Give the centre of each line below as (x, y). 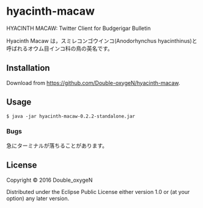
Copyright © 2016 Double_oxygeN (50, 180)
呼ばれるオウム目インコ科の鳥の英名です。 (60, 48)
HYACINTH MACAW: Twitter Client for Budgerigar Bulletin (79, 28)
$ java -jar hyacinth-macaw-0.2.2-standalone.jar (71, 116)
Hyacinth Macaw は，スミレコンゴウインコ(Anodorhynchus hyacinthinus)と (102, 40)
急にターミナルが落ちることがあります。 (57, 146)
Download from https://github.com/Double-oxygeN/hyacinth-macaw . (93, 83)
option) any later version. (38, 198)
